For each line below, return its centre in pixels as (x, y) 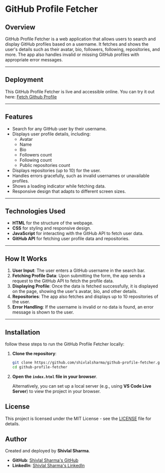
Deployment (24, 80)
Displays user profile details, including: (51, 134)
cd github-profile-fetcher (40, 367)
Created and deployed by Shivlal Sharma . (48, 451)
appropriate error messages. (34, 60)
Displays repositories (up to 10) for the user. (56, 170)
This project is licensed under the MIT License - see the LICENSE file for (78, 419)
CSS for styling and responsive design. (52, 228)
